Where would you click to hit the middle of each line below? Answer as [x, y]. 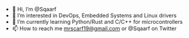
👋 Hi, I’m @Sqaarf [34, 9]
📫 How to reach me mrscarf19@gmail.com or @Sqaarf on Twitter [94, 28]
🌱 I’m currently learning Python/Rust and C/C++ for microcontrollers [97, 22]
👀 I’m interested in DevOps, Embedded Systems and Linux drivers [94, 15]
